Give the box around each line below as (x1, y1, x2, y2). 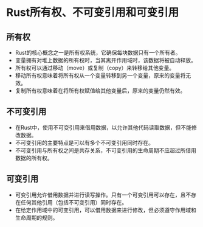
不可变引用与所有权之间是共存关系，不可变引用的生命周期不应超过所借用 (15, 147, 196, 154)
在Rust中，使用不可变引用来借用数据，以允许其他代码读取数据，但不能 (15, 124, 192, 131)
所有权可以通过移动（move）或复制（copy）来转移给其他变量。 (15, 65, 175, 71)
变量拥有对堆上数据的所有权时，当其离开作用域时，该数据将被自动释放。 (15, 57, 196, 64)
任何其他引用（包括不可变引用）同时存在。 (20, 198, 128, 206)
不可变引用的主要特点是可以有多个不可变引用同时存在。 (15, 139, 154, 146)
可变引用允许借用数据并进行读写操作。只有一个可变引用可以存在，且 (15, 191, 186, 198)
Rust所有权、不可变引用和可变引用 (6, 5, 179, 19)
